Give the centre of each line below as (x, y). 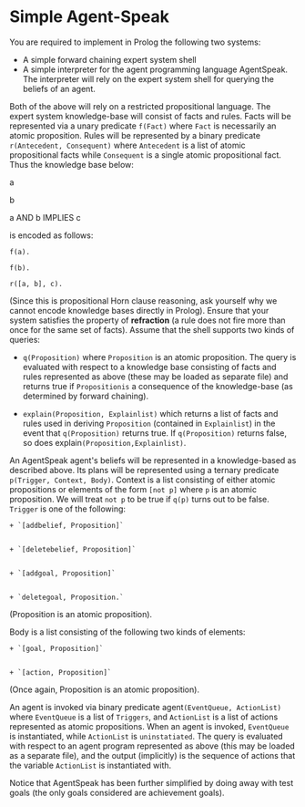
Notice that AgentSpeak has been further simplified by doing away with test (152, 782)
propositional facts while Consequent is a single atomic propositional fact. (146, 155)
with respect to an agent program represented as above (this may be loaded (152, 746)
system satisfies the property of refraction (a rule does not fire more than (147, 320)
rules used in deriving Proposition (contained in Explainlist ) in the (149, 423)
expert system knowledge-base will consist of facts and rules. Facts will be (150, 116)
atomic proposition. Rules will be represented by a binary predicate (135, 135)
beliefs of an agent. (59, 88)
